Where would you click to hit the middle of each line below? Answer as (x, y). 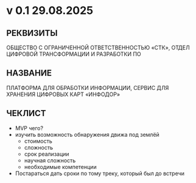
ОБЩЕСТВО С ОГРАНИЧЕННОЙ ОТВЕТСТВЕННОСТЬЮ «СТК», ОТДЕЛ (98, 47)
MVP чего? (29, 128)
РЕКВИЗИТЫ (32, 33)
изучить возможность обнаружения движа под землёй (87, 134)
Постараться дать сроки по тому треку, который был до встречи (100, 173)
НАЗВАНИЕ (29, 73)
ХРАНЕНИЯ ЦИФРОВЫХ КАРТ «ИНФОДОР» (63, 94)
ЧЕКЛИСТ (26, 113)
